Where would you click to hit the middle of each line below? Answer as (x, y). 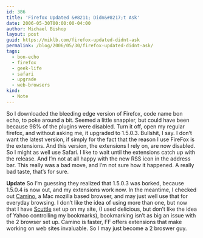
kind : (13, 91)
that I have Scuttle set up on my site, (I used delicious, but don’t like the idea (102, 209)
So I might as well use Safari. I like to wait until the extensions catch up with (101, 152)
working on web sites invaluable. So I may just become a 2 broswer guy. (97, 228)
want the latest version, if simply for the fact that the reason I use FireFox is (101, 139)
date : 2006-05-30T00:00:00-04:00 (49, 23)
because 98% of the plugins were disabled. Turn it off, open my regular (96, 126)
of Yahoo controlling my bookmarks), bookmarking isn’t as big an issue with (101, 215)
